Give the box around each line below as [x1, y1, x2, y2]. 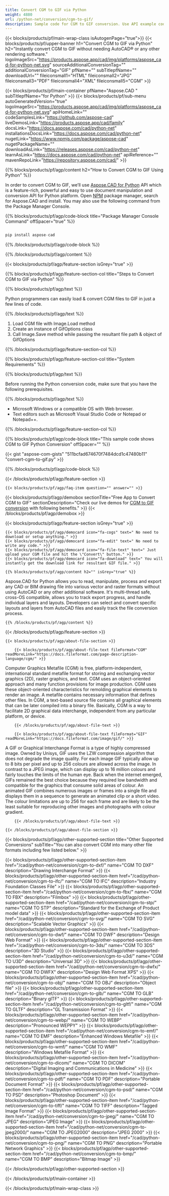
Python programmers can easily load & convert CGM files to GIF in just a [5, 296, 155, 302]
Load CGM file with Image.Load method [12, 320, 96, 327]
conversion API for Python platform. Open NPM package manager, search [5, 193, 158, 199]
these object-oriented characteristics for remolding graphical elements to [5, 687, 157, 693]
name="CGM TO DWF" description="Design [67, 931, 160, 938]
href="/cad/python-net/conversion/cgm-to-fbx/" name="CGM [32, 889, 162, 895]
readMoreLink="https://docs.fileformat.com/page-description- [5, 652, 138, 657]
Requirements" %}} [5, 362, 46, 368]
